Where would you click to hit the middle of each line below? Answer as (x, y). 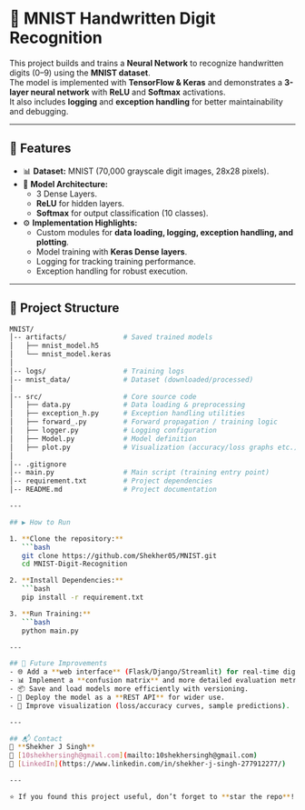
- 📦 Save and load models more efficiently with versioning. (129, 689)
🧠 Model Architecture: (65, 184)
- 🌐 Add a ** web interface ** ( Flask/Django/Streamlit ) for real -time (144, 672)
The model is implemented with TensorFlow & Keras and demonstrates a (146, 82)
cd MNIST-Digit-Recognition (74, 564)
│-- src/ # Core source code (103, 396)
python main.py (50, 631)
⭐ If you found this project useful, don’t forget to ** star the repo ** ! (152, 796)
